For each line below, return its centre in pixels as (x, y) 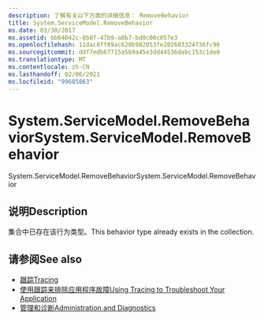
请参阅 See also (45, 259)
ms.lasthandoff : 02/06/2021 (54, 74)
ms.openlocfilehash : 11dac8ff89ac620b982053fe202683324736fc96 (114, 45)
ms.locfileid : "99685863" (50, 81)
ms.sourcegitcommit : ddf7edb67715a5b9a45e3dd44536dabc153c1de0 (114, 52)
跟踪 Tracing (39, 280)
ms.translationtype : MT (47, 60)
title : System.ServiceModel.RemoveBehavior (81, 23)
